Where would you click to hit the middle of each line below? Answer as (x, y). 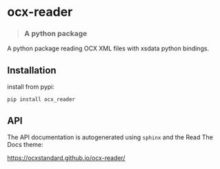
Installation (32, 70)
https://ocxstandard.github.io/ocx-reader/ (66, 158)
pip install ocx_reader (41, 100)
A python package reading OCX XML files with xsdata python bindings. (108, 48)
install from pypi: (31, 87)
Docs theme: (25, 145)
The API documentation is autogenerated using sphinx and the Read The (110, 137)
